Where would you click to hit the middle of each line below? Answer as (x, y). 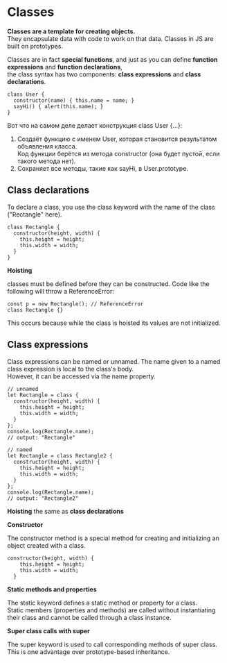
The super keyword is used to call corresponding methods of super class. (112, 644)
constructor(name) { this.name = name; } (74, 100)
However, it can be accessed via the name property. (81, 376)
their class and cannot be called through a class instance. (89, 617)
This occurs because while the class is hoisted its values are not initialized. (114, 323)
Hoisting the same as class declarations (66, 511)
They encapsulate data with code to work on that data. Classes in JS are (110, 38)
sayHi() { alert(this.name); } (58, 106)
